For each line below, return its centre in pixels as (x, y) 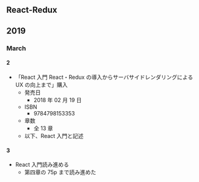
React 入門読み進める (42, 165)
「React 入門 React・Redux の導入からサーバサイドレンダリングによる (104, 77)
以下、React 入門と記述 (54, 136)
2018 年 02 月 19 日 (58, 100)
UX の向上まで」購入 (41, 84)
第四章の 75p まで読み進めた (60, 172)
